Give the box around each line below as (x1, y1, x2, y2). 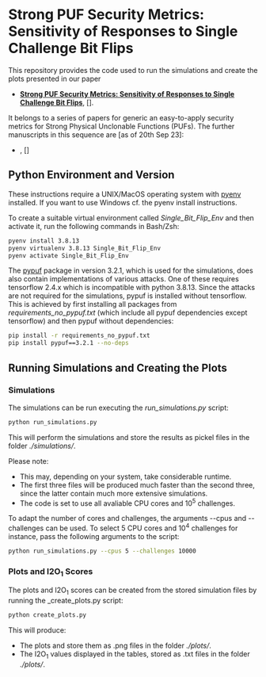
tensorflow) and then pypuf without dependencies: (8, 316, 174, 326)
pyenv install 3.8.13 (8, 236, 80, 245)
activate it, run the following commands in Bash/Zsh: (8, 221, 180, 231)
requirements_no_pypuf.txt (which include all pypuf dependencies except (8, 308, 248, 318)
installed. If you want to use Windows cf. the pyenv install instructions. (8, 197, 237, 207)
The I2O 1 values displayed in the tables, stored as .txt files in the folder (19, 649, 251, 660)
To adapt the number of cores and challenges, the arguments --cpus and (8, 514, 247, 523)
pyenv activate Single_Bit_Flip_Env (8, 251, 129, 259)
